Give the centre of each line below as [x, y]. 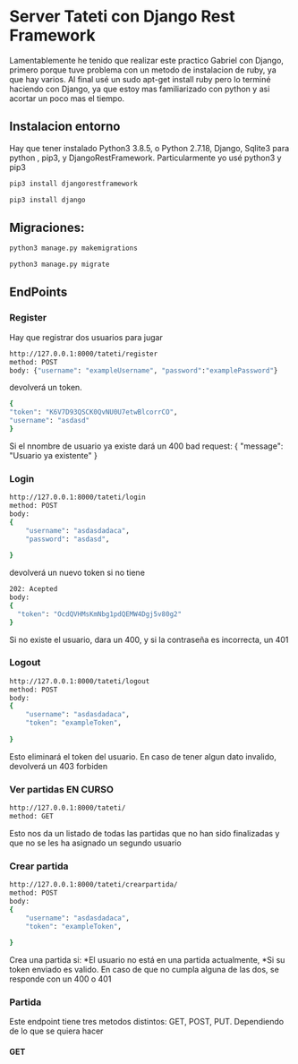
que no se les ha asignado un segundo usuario [95, 843]
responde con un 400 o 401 [60, 979]
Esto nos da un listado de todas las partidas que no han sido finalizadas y [145, 833]
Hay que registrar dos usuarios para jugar [86, 337]
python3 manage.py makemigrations [74, 248]
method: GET [31, 817]
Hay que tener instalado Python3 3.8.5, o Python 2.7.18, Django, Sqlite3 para [149, 148]
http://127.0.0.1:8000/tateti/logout [80, 681]
